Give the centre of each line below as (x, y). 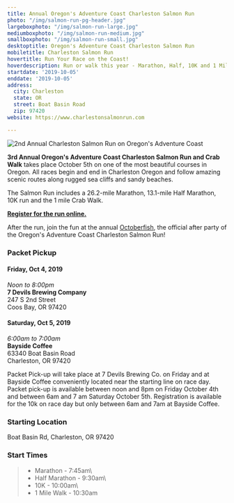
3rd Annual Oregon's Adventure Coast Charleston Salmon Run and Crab (114, 157)
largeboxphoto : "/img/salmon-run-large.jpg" (73, 27)
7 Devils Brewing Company (47, 292)
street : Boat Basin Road (49, 105)
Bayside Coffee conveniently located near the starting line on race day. (109, 382)
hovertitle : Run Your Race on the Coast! (68, 59)
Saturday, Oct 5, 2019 (39, 323)
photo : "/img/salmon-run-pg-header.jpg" (67, 20)
